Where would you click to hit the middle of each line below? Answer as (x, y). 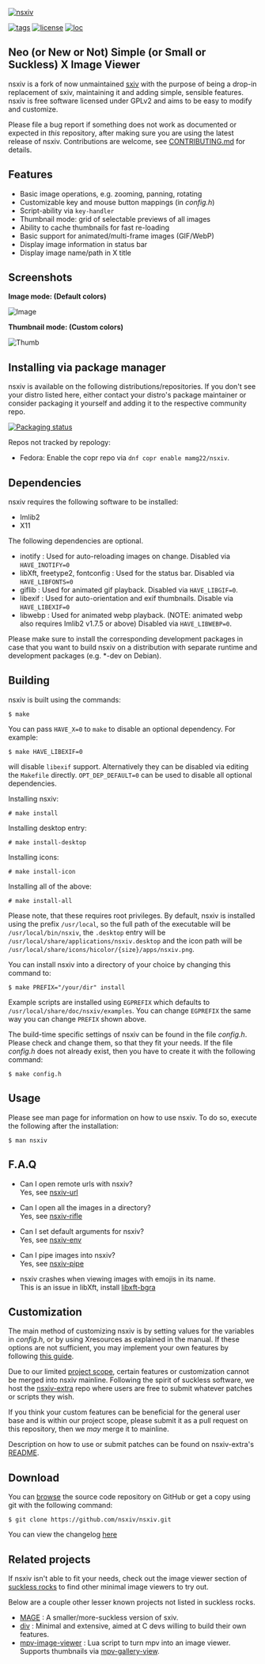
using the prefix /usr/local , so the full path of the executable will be (119, 923)
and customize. (33, 109)
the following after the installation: (63, 1125)
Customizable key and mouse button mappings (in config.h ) (117, 202)
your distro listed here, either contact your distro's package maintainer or (127, 395)
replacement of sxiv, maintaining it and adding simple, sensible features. (126, 92)
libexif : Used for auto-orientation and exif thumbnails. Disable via (126, 599)
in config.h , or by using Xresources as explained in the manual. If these (124, 1339)
